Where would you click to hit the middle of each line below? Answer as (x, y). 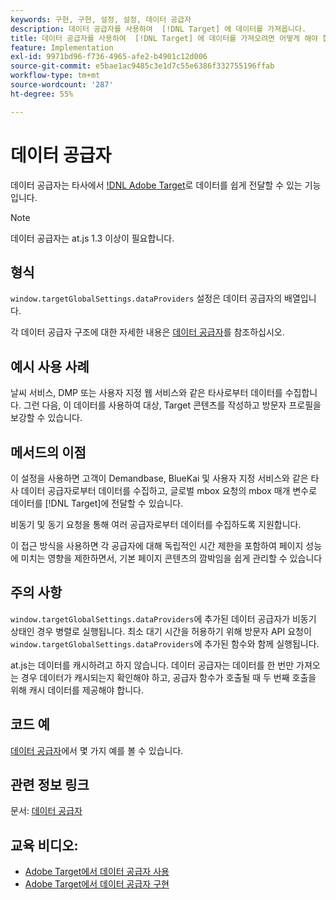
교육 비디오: (44, 845)
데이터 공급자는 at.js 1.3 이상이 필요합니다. (92, 238)
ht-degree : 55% (42, 94)
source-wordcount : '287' (62, 85)
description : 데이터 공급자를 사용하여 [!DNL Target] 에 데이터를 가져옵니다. (158, 29)
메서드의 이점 (48, 452)
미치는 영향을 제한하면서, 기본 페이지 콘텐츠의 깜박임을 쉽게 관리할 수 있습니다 (171, 558)
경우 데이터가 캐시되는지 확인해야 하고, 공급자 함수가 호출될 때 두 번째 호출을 (168, 677)
